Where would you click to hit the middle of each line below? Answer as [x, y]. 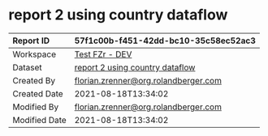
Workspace [35, 54]
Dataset [27, 67]
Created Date [38, 93]
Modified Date [39, 120]
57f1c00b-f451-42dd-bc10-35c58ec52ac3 [165, 40]
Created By [34, 80]
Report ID [31, 40]
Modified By [36, 107]
